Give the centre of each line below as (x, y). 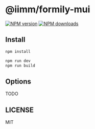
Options (18, 81)
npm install (18, 51)
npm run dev (18, 61)
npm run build (20, 66)
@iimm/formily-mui (48, 9)
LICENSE (20, 110)
